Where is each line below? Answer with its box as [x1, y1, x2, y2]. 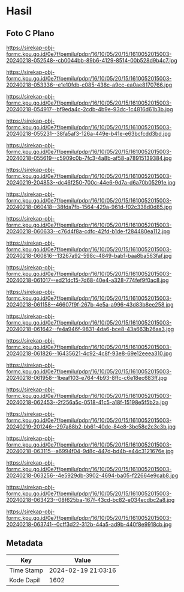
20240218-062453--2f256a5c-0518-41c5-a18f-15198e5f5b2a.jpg [6, 398, 168, 406]
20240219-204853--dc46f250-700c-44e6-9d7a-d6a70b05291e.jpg [6, 179, 176, 186]
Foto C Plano [6, 28, 55, 38]
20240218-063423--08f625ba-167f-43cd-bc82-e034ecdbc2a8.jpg [6, 496, 175, 503]
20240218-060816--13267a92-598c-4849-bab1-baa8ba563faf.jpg [6, 252, 172, 259]
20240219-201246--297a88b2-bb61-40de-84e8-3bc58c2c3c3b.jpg [6, 423, 176, 430]
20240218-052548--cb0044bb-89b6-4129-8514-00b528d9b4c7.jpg [6, 57, 178, 64]
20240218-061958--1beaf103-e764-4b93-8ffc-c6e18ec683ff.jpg [6, 374, 167, 381]
